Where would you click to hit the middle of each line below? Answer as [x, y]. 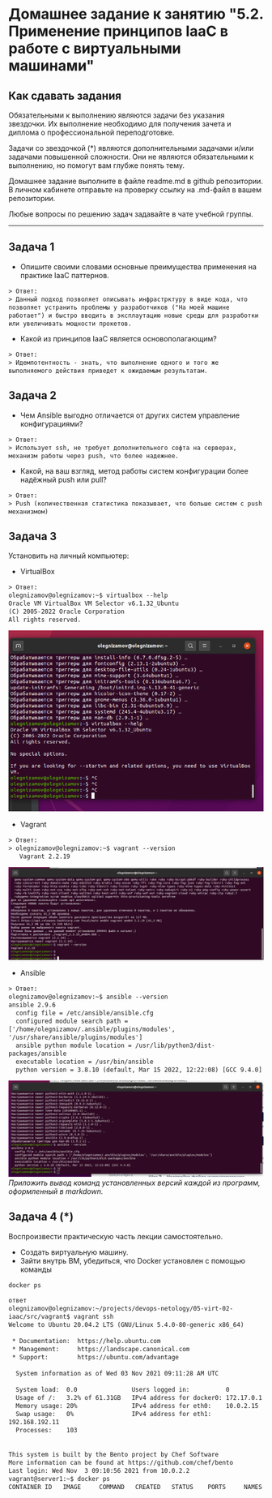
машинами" [51, 66]
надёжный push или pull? [64, 479]
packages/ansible [38, 1054]
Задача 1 [32, 247]
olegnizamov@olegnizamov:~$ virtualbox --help [88, 596]
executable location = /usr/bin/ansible [85, 1062]
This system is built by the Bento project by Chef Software [114, 1454]
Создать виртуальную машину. [74, 1252]
